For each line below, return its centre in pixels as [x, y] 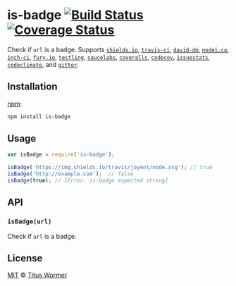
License [25, 258]
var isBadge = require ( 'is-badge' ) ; [61, 155]
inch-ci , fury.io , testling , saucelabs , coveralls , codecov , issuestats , [109, 57]
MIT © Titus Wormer [37, 275]
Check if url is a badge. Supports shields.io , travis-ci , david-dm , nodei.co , [118, 49]
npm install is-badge [39, 116]
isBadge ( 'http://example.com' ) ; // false [70, 174]
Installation [32, 87]
